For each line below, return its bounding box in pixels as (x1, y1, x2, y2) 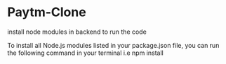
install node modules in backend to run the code (7, 27, 147, 36)
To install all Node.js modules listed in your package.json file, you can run (7, 41, 220, 49)
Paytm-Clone (7, 4, 86, 20)
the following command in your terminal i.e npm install (7, 49, 164, 57)
